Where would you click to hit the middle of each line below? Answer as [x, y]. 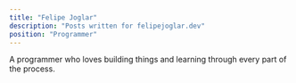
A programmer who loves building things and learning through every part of [148, 60]
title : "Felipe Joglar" [53, 17]
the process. [32, 69]
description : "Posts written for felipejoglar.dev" [107, 26]
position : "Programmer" [53, 34]
